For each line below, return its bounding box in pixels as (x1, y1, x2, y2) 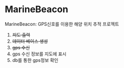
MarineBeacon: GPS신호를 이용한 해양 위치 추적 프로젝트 (5, 21, 119, 27)
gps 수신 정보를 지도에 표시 (12, 51, 67, 57)
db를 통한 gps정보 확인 (12, 57, 59, 63)
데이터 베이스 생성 (12, 38, 48, 44)
